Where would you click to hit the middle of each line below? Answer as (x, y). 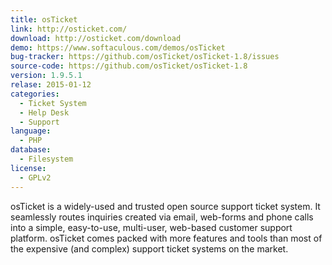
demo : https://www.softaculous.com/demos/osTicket (118, 47)
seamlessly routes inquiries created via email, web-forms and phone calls (162, 217)
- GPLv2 (35, 177)
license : (28, 168)
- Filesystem (46, 159)
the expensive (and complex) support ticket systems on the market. (149, 248)
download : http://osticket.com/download (96, 38)
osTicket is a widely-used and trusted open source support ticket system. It (165, 206)
